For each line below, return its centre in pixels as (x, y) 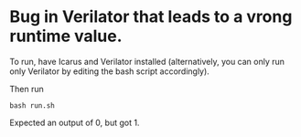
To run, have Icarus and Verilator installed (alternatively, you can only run (147, 61)
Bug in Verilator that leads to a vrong (151, 17)
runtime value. (66, 36)
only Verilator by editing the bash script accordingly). (110, 71)
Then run (27, 89)
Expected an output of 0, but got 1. (75, 122)
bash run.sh (32, 105)
